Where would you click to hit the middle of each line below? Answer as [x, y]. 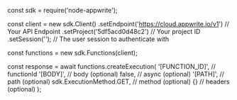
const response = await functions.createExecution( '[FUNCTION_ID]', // [112, 66]
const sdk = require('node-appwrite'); [63, 10]
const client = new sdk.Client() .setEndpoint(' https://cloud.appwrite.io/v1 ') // [118, 24]
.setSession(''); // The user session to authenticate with [88, 39]
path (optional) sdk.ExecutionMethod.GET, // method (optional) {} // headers [118, 82]
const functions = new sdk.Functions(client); [73, 53]
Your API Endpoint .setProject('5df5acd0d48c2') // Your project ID [104, 32]
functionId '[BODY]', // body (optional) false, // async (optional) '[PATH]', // [116, 74]
